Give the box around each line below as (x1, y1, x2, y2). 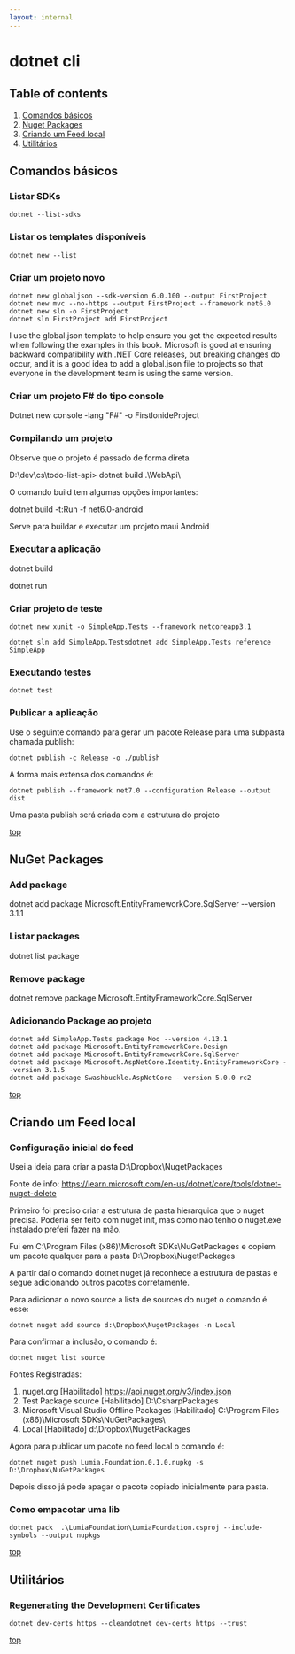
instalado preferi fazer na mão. (9, 1224, 121, 1234)
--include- (222, 1524, 264, 1533)
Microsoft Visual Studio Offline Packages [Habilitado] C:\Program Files (21, 1404, 280, 1415)
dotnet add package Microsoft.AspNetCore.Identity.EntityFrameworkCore (9, 1058, 279, 1067)
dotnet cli (9, 50, 81, 71)
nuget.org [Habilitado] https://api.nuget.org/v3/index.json (21, 1386, 232, 1396)
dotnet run (9, 580, 48, 591)
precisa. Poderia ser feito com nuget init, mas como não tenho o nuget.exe (9, 1214, 282, 1225)
